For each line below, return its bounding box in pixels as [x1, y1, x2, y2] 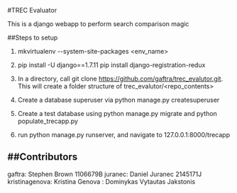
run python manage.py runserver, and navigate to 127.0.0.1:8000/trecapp [17, 131, 231, 139]
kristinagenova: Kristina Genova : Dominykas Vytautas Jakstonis [7, 177, 196, 186]
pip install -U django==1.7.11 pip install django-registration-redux [17, 61, 206, 69]
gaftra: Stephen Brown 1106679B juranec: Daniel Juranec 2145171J [7, 170, 202, 178]
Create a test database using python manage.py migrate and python [17, 110, 218, 117]
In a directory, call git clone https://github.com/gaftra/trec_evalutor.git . [17, 74, 224, 83]
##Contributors [7, 151, 78, 163]
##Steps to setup [7, 33, 58, 42]
